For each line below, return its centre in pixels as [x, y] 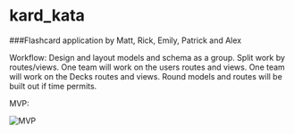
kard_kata [47, 16]
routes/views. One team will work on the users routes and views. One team [147, 67]
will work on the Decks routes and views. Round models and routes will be [146, 76]
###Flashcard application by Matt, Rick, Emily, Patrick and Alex [126, 40]
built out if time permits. [53, 86]
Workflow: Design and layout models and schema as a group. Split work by [147, 57]
